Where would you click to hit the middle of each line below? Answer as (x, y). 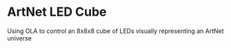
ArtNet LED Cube (57, 12)
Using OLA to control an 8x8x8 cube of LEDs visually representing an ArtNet (115, 31)
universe (20, 38)
